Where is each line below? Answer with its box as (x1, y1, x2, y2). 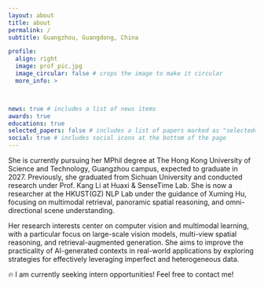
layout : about (8, 11, 55, 20)
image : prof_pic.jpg (15, 62, 82, 71)
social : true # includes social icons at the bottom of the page (8, 134, 226, 142)
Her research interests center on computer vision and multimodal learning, (8, 221, 249, 230)
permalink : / (8, 26, 51, 34)
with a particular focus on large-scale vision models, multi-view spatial (8, 230, 237, 238)
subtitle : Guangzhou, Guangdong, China (8, 33, 139, 42)
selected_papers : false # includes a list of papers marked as (8, 127, 220, 134)
